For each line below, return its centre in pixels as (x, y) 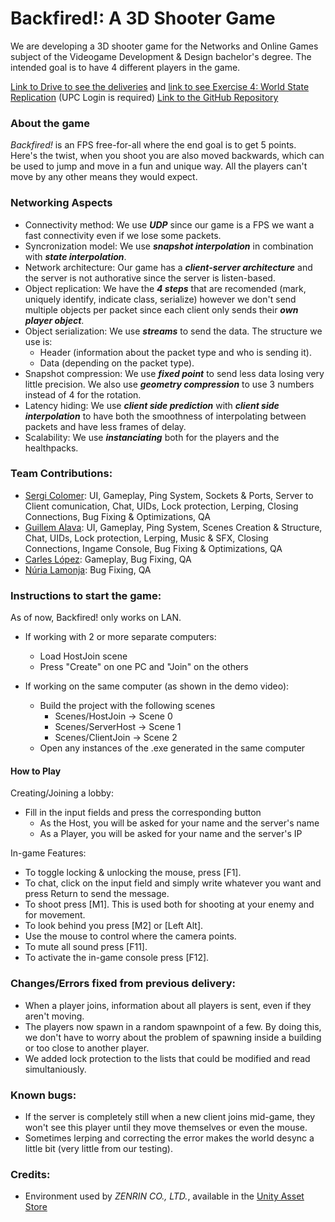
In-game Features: (48, 853)
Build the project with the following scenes (127, 706)
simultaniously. (55, 1069)
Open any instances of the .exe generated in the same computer (172, 748)
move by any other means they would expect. (104, 177)
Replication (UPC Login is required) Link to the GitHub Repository (144, 97)
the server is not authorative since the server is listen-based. (150, 278)
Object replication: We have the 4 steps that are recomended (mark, (165, 288)
